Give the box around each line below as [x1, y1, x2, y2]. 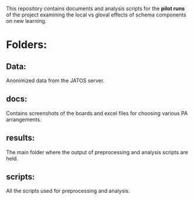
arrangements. [6, 116, 42, 123]
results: [6, 133, 35, 143]
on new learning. [6, 18, 47, 24]
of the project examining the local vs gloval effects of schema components [6, 11, 186, 18]
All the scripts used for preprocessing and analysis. [6, 188, 130, 195]
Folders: [6, 38, 47, 52]
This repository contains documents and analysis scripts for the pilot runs [6, 5, 185, 12]
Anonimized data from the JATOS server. [6, 77, 105, 84]
